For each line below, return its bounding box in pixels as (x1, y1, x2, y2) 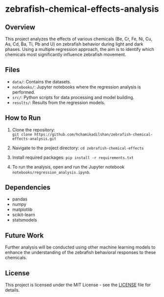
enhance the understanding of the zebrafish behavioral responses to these (5, 249, 156, 255)
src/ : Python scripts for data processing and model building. (12, 94, 135, 100)
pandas (12, 196, 28, 202)
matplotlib (12, 207, 33, 213)
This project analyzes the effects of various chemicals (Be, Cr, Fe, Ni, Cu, (5, 36, 153, 42)
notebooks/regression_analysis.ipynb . (12, 169, 91, 175)
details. (5, 287, 20, 293)
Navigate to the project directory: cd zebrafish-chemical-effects (12, 145, 144, 150)
